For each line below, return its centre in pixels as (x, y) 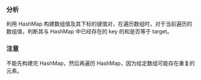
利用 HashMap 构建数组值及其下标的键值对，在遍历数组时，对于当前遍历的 (99, 24)
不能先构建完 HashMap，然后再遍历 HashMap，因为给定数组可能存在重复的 (100, 63)
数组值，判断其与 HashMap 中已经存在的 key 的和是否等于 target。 (89, 32)
